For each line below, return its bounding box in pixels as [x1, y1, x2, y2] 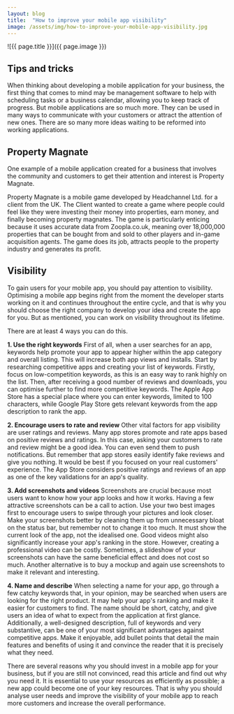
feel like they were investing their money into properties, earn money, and [7, 207, 219, 216]
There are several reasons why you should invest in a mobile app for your [7, 662, 219, 670]
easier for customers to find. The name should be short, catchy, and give [7, 604, 217, 612]
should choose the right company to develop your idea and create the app [7, 305, 221, 314]
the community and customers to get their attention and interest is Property [7, 172, 225, 180]
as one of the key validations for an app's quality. [7, 472, 149, 481]
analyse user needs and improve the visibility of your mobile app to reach [7, 691, 219, 699]
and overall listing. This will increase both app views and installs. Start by [7, 355, 217, 363]
